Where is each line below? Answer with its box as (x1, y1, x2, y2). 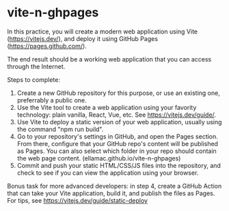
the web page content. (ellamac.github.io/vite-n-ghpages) (16, 154, 181, 162)
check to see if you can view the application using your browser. (16, 169, 199, 177)
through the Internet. (7, 62, 66, 70)
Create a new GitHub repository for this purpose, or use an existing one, (16, 89, 220, 97)
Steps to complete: (7, 75, 60, 83)
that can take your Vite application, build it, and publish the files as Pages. (7, 189, 215, 197)
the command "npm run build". (16, 125, 104, 133)
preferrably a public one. (16, 96, 87, 104)
